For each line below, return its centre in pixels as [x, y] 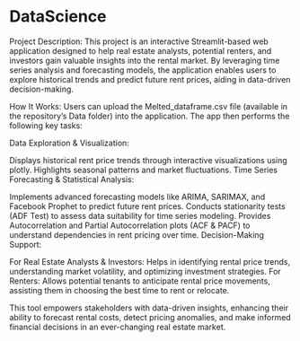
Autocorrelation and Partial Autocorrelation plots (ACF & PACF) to [130, 225]
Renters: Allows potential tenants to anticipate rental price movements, [140, 281]
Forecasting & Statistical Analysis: [72, 179]
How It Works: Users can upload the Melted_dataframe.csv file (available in [149, 106]
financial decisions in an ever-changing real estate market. [118, 327]
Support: [26, 244]
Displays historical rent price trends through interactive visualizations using [148, 160]
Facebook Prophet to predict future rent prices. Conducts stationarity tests [147, 206]
